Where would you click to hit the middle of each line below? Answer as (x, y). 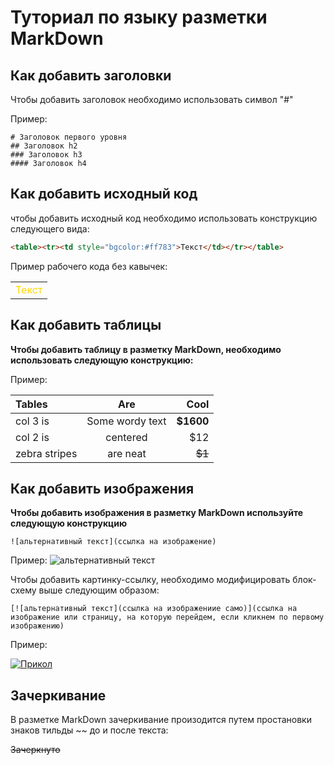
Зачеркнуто (35, 750)
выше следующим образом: (99, 590)
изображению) (37, 626)
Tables (31, 404)
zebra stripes (46, 453)
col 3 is (32, 421)
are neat (127, 453)
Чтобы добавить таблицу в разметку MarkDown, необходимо (146, 349)
